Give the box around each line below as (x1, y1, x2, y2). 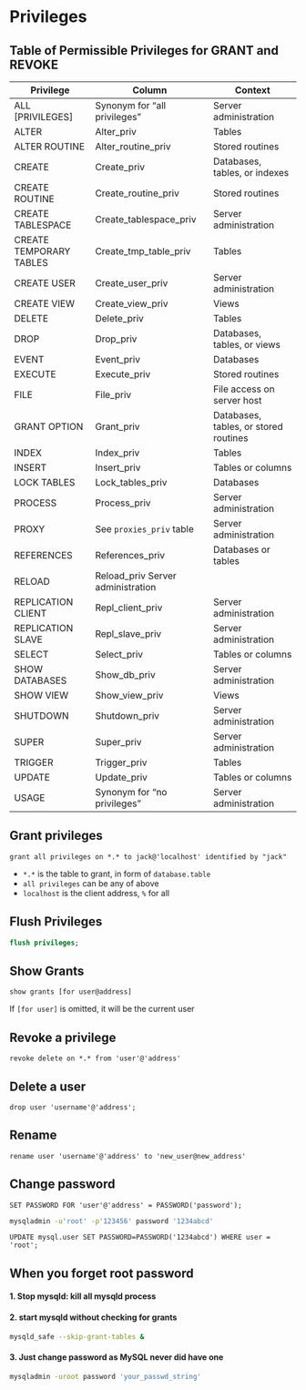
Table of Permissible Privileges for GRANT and (9, 43, 280, 58)
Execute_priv (95, 368, 151, 380)
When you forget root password (9, 1265, 194, 1281)
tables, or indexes (212, 167, 290, 179)
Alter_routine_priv (95, 140, 171, 152)
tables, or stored (212, 421, 284, 433)
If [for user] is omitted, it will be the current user (9, 1004, 195, 1015)
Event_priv (95, 353, 141, 365)
